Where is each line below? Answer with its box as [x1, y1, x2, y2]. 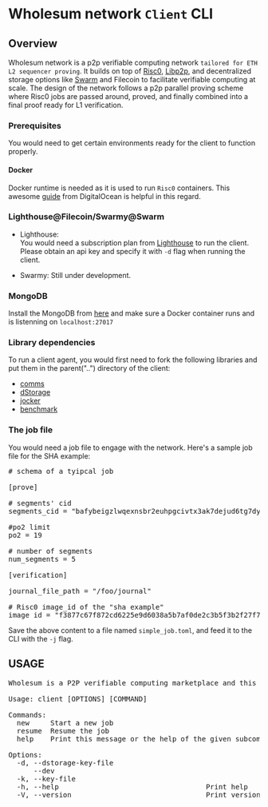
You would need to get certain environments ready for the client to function [8, 138, 256, 148]
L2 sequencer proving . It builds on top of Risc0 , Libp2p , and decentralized [8, 66, 251, 76]
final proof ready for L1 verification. [8, 101, 124, 109]
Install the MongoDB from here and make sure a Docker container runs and [8, 308, 255, 318]
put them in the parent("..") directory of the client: [8, 364, 171, 373]
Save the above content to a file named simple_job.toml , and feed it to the [8, 625, 253, 635]
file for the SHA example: [8, 451, 91, 460]
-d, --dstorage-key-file [16, 758, 114, 767]
